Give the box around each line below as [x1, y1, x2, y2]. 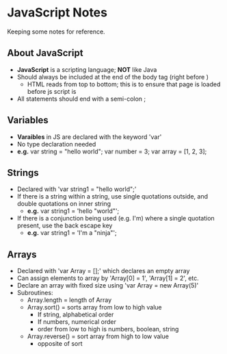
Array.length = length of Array [27, 296, 112, 304]
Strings [7, 166, 39, 179]
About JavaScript [7, 47, 83, 59]
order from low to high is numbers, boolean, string [37, 325, 179, 333]
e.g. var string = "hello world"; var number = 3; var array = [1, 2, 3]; [16, 147, 207, 155]
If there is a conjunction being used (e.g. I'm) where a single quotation [16, 214, 215, 223]
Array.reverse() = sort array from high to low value [27, 332, 170, 340]
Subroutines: [16, 289, 53, 297]
